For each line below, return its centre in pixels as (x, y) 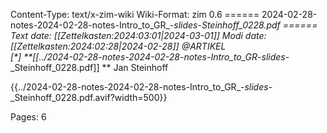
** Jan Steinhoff (135, 67)
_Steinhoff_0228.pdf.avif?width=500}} (89, 97)
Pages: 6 (28, 117)
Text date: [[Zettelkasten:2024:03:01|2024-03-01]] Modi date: (138, 35)
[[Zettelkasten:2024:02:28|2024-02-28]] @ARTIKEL (118, 46)
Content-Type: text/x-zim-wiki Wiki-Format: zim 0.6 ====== (135, 14)
